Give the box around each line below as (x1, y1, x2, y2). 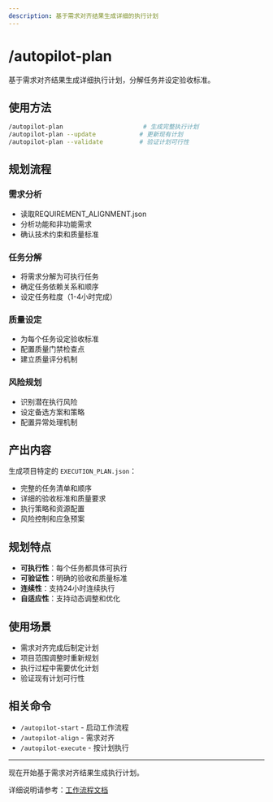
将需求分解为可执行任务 (19, 271, 99, 281)
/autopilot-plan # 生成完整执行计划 (8, 123, 199, 131)
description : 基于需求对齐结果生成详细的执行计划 (8, 11, 159, 20)
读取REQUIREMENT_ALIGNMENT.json (19, 209, 147, 219)
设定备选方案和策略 (19, 407, 85, 417)
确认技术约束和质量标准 (19, 229, 99, 239)
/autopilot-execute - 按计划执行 (19, 743, 129, 752)
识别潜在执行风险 (19, 397, 78, 406)
